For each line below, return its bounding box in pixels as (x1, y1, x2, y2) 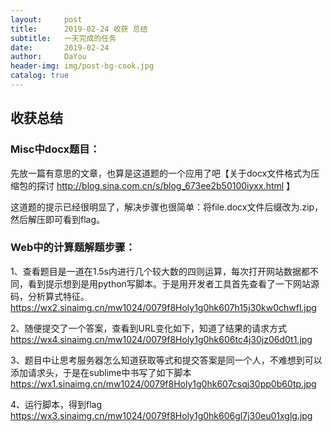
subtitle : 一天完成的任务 (10, 33, 117, 43)
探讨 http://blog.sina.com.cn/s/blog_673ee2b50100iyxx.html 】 (36, 179, 296, 191)
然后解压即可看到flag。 (10, 213, 106, 225)
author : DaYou (10, 52, 87, 62)
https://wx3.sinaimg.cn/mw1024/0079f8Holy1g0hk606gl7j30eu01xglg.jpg (10, 409, 313, 421)
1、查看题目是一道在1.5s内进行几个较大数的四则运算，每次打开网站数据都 (10, 265, 310, 277)
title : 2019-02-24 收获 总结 (10, 24, 148, 34)
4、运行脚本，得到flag (10, 398, 103, 410)
